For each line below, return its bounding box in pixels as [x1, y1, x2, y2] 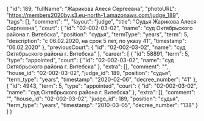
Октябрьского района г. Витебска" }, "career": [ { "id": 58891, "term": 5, [6, 50, 190, 57]
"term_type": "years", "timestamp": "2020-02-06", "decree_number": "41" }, [6, 76, 197, 83]
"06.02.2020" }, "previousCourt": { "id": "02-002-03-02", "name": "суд [6, 44, 186, 51]
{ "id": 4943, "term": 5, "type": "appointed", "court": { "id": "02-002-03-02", [6, 82, 198, 90]
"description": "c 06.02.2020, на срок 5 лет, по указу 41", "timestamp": [6, 38, 187, 44]
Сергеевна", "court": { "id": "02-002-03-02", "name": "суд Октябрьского [6, 24, 193, 31]
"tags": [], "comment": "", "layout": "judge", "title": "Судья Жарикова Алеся [6, 18, 197, 25]
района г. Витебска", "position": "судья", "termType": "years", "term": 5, [6, 31, 189, 38]
